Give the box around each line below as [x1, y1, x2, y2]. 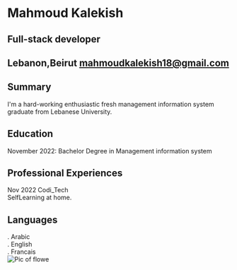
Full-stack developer [7, 33, 101, 45]
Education [7, 128, 54, 140]
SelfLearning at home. [7, 193, 72, 202]
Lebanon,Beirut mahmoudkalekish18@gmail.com [7, 57, 230, 69]
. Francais [7, 247, 37, 256]
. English [7, 240, 33, 249]
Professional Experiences [7, 167, 123, 179]
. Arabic [7, 233, 30, 241]
